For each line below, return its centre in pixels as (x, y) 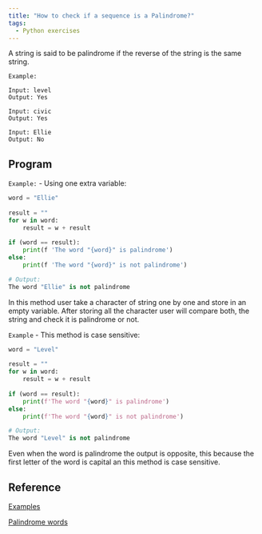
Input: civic (30, 112)
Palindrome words (38, 522)
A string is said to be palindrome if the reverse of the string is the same (125, 54)
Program (30, 164)
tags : (17, 23)
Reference (35, 487)
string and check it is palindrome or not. (74, 319)
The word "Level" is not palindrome (69, 438)
